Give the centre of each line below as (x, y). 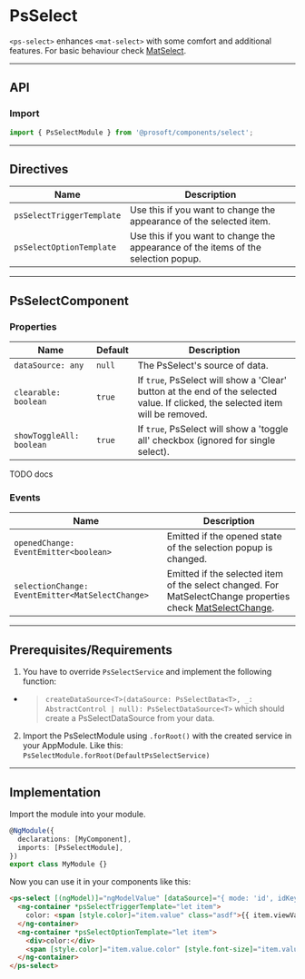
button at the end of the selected (207, 391)
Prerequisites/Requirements (91, 650)
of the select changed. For (223, 585)
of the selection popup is (220, 548)
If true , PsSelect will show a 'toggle (213, 429)
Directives (39, 169)
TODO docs (31, 474)
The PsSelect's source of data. (203, 366)
